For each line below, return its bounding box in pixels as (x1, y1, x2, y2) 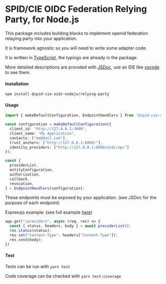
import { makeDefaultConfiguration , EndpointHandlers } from (5, 113, 134, 118)
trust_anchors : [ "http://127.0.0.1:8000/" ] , (9, 140, 103, 145)
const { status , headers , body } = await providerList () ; (9, 223, 132, 229)
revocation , (9, 181, 35, 186)
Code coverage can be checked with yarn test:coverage (5, 273, 121, 279)
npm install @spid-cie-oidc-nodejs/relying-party (5, 92, 110, 97)
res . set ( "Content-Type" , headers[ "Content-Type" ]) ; (9, 233, 119, 238)
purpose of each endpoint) (5, 200, 60, 206)
